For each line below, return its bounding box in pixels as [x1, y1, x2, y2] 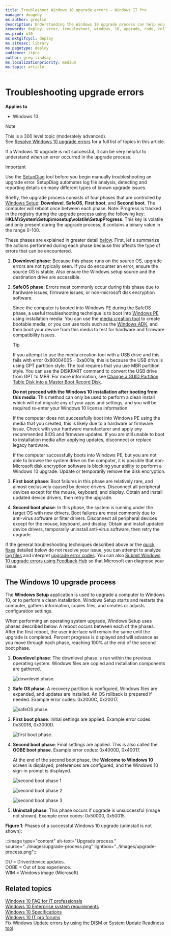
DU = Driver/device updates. [5, 858, 65, 864]
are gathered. [12, 666, 42, 672]
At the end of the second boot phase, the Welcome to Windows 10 [12, 757, 154, 763]
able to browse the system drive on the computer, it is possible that [12, 458, 154, 464]
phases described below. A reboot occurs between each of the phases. [5, 623, 155, 629]
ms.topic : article [5, 64, 44, 70]
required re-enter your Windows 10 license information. [12, 405, 129, 412]
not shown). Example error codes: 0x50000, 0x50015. [12, 812, 126, 818]
